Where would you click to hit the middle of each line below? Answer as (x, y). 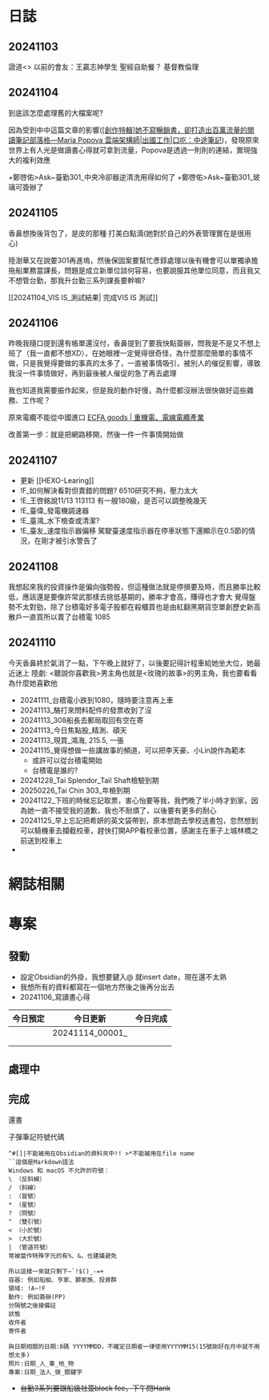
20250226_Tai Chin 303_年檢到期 (75, 790)
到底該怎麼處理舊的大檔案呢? (56, 112)
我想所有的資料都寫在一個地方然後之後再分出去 (97, 987)
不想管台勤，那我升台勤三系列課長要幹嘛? (77, 280)
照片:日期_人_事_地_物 (41, 1364)
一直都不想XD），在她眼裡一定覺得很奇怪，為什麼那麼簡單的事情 (141, 353)
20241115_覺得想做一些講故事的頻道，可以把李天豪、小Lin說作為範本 (132, 750)
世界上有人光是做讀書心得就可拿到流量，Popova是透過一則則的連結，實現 (129, 150)
